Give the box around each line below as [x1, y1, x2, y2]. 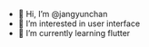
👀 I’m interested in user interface [17, 18, 141, 29]
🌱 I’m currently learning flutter [17, 28, 131, 38]
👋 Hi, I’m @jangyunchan [17, 9, 108, 19]
